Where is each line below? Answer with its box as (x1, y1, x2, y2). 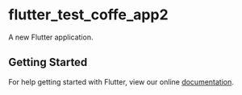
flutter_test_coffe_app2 (8, 6, 169, 24)
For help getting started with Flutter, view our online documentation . (8, 76, 234, 86)
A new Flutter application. (8, 32, 94, 42)
